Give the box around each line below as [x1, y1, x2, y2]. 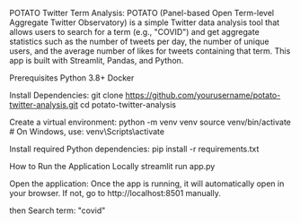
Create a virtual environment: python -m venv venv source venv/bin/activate [9, 116, 292, 127]
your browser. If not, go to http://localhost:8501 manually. [9, 188, 222, 198]
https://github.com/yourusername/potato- [125, 90, 281, 100]
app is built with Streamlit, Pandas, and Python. [9, 56, 184, 65]
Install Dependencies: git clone [9, 90, 124, 100]
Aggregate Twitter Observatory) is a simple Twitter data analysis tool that [9, 17, 280, 28]
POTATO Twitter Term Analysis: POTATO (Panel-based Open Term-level [9, 8, 275, 18]
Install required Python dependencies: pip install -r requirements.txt [9, 143, 260, 154]
